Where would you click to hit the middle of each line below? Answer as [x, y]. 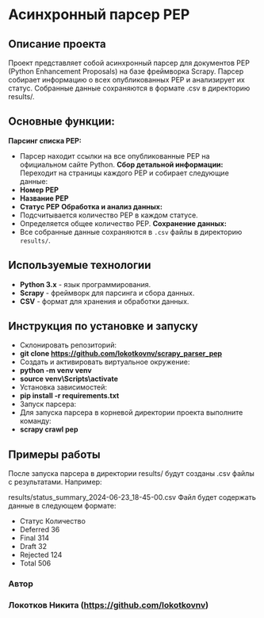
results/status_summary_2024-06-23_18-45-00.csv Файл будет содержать [132, 497]
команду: [35, 421]
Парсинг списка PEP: [45, 140]
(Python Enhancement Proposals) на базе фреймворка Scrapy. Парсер [126, 71]
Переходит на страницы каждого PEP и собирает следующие [124, 173]
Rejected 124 [41, 555]
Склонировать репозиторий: [68, 345]
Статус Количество [52, 521]
